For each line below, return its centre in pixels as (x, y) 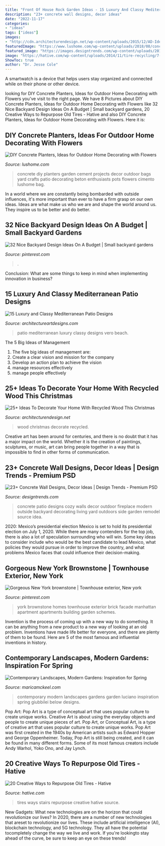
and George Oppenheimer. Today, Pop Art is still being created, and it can (80, 738)
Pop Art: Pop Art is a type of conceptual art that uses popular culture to (77, 711)
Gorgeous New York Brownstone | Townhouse (77, 568)
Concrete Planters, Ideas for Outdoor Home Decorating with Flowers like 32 (82, 104)
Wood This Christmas (39, 396)
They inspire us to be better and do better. (48, 210)
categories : (17, 23)
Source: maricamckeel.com (33, 687)
